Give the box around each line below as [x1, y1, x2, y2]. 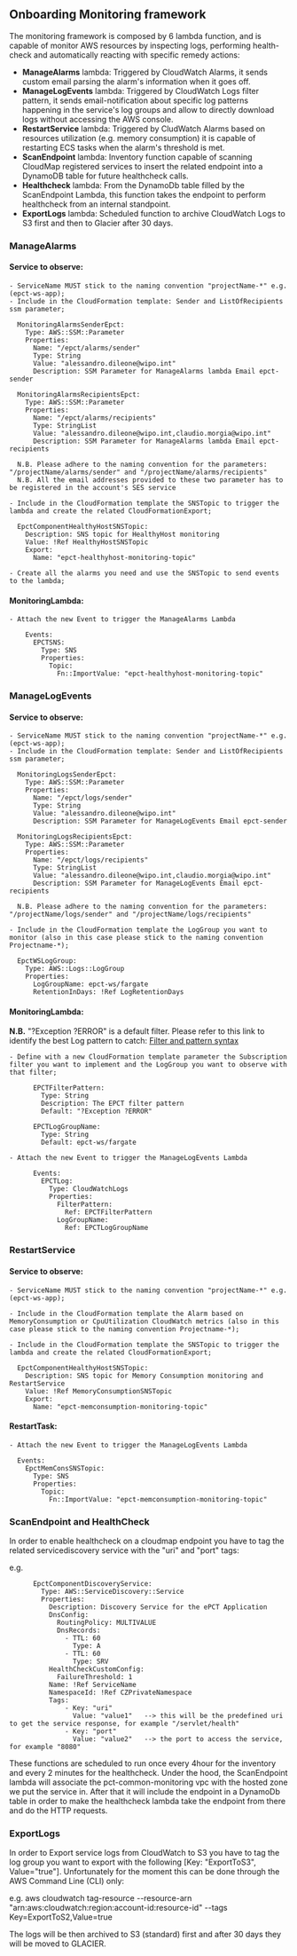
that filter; [9, 1069, 58, 1077]
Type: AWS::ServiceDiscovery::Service [41, 1588, 184, 1597]
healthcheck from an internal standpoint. [21, 199, 171, 209]
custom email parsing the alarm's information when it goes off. [21, 75, 251, 87]
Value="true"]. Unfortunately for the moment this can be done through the [9, 1866, 280, 1877]
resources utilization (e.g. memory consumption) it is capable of [21, 132, 256, 143]
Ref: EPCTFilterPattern [65, 1208, 152, 1217]
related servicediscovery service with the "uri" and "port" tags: [9, 1545, 239, 1556]
